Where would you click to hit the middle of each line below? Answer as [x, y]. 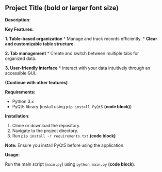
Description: [18, 19]
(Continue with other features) [36, 82]
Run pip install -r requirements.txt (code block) [64, 135]
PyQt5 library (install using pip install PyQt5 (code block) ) [72, 106]
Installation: [17, 116]
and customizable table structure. [40, 44]
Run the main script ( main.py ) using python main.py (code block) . [70, 164]
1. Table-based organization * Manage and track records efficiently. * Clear [81, 38]
